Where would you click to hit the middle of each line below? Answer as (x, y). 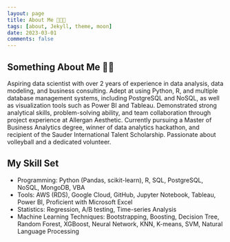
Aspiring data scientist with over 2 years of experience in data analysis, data (115, 83)
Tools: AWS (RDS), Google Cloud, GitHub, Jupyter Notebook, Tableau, (116, 195)
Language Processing (48, 231)
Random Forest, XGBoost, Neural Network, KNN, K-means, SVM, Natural (120, 223)
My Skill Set (33, 163)
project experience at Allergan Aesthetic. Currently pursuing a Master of (109, 120)
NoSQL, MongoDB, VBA (51, 187)
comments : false (30, 39)
